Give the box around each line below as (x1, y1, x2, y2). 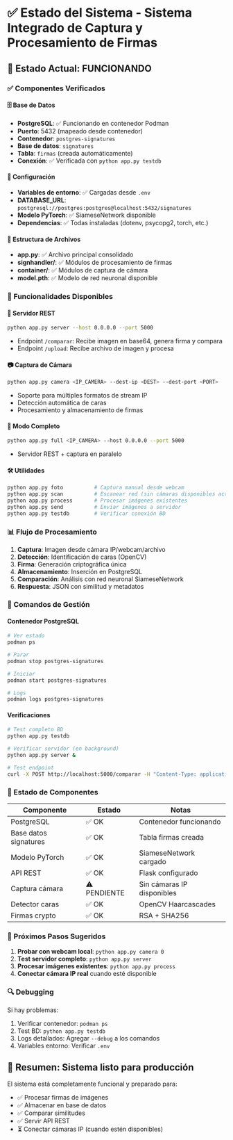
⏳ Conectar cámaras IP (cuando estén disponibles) (17, 1125, 164, 1134)
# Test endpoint (7, 764, 54, 771)
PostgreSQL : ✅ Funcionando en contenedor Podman (17, 119, 169, 127)
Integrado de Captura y (7, 20, 144, 36)
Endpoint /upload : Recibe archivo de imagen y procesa (17, 344, 175, 352)
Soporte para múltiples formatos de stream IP (17, 391, 148, 400)
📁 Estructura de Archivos (7, 235, 81, 243)
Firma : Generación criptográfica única (17, 560, 127, 569)
